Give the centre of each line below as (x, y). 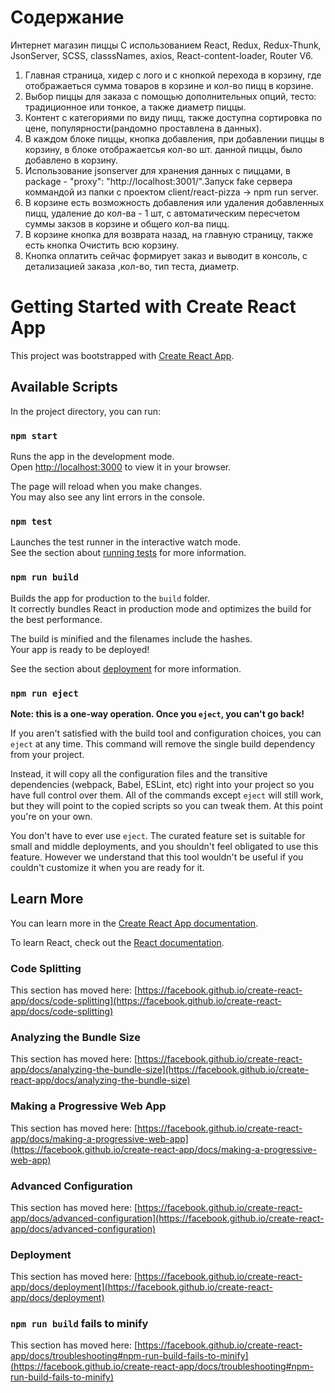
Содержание (67, 17)
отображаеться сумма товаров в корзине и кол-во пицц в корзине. (169, 85)
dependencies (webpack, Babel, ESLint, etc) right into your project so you (162, 784)
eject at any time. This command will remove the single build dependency (163, 743)
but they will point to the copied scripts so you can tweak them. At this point (166, 805)
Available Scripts (64, 387)
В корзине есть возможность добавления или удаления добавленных (174, 202)
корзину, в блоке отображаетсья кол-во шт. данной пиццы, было (163, 149)
